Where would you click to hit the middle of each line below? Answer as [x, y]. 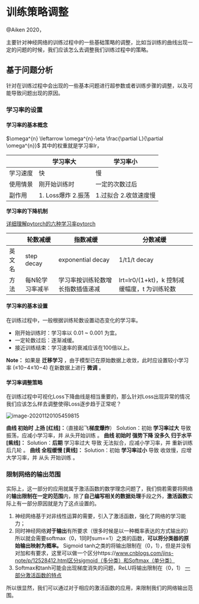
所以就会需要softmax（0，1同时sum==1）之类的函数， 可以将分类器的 [99, 538]
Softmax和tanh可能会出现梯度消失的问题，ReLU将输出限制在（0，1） [99, 568]
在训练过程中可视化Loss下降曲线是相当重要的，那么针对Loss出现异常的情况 [98, 397]
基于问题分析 [30, 70]
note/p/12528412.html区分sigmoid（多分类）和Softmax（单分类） [95, 560]
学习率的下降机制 [27, 211]
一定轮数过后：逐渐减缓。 [46, 340]
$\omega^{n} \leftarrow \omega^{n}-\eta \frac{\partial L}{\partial [85, 138]
